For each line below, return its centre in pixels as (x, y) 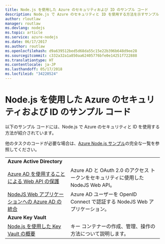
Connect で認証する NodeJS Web (109, 202)
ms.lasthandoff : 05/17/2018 (34, 70)
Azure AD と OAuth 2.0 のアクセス (110, 170)
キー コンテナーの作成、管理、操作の (113, 226)
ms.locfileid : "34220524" (31, 74)
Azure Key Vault (27, 217)
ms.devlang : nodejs (25, 28)
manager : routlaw (23, 23)
